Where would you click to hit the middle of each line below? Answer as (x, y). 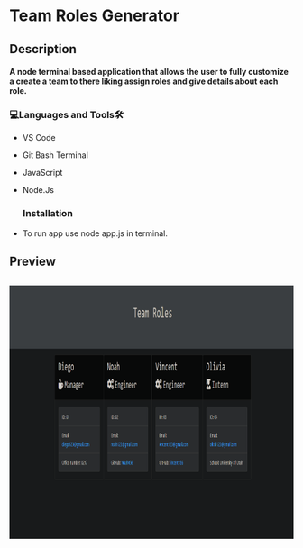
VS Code (39, 138)
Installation (48, 214)
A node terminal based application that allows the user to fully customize (149, 72)
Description (43, 49)
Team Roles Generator (95, 16)
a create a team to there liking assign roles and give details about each (144, 81)
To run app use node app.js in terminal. (95, 233)
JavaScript (42, 173)
